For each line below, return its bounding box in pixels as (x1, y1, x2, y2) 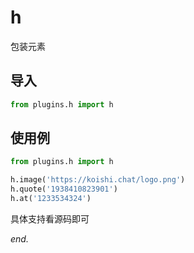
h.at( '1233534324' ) (10, 194, 92, 204)
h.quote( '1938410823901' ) (10, 184, 118, 195)
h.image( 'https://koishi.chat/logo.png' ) (10, 175, 186, 185)
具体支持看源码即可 (10, 212, 90, 225)
